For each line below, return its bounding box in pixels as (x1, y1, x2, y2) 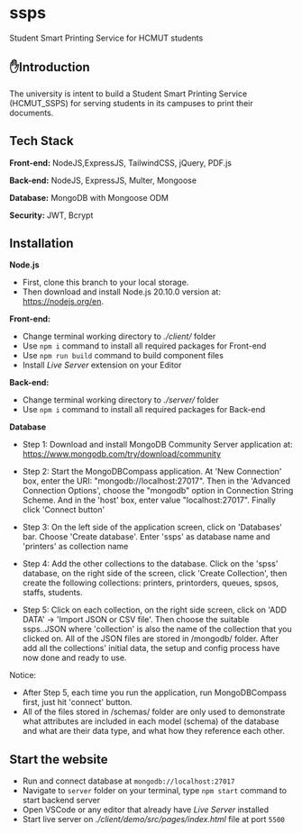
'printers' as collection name (22, 541, 129, 552)
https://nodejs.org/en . (22, 296, 105, 307)
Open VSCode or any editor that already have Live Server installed (22, 804, 270, 815)
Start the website (9, 751, 108, 767)
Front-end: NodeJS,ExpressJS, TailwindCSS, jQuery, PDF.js (9, 157, 233, 168)
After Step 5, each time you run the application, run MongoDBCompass (22, 687, 287, 698)
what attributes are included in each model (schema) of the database (22, 716, 279, 727)
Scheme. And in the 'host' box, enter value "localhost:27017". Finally (22, 494, 277, 506)
